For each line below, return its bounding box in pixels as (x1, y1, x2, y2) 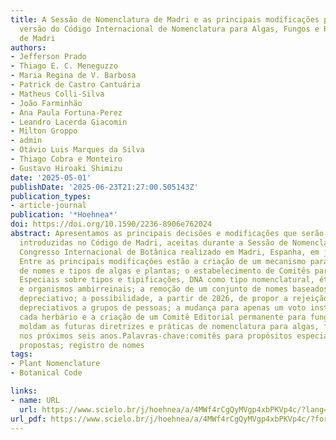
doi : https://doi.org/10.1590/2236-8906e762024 (10, 219, 213, 230)
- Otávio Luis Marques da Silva (10, 145, 145, 155)
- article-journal (10, 201, 87, 211)
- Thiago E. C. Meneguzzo (10, 61, 118, 71)
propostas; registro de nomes (19, 340, 145, 350)
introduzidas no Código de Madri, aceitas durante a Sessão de (19, 237, 288, 248)
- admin (10, 136, 43, 146)
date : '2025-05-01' (10, 172, 92, 183)
